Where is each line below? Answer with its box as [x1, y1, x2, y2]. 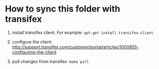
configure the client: [12, 39, 52, 44]
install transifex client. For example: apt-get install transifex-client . [12, 29, 155, 35]
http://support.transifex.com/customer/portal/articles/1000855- [12, 44, 139, 50]
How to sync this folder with [5, 3, 120, 14]
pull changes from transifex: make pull [12, 58, 89, 64]
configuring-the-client [12, 49, 57, 55]
